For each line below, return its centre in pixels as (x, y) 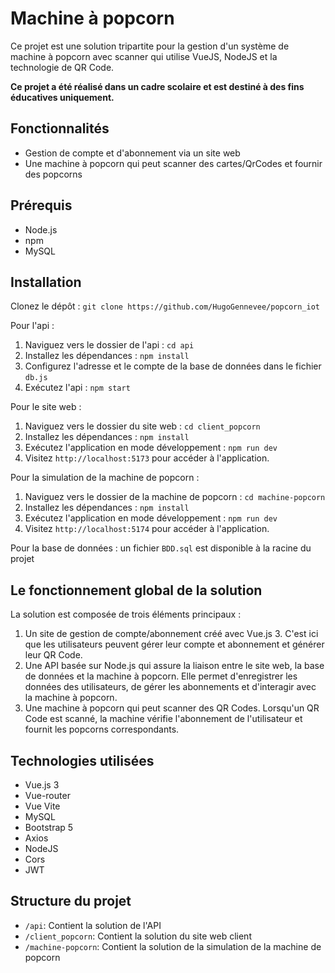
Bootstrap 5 (49, 827)
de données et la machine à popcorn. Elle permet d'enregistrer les (161, 676)
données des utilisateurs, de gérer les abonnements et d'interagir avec (170, 687)
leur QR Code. (53, 655)
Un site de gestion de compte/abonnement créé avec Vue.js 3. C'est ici (171, 634)
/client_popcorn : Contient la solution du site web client (138, 936)
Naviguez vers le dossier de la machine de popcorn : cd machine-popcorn (175, 497)
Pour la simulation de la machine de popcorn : (105, 478)
